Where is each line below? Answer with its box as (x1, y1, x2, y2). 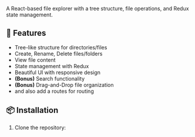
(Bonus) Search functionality (14, 75, 85, 82)
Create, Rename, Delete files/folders (14, 50, 103, 57)
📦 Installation (6, 105, 59, 115)
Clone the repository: (14, 123, 66, 131)
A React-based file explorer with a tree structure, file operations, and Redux (6, 5, 189, 12)
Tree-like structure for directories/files (14, 44, 107, 51)
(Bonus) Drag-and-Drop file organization (14, 81, 114, 88)
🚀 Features (6, 28, 46, 38)
